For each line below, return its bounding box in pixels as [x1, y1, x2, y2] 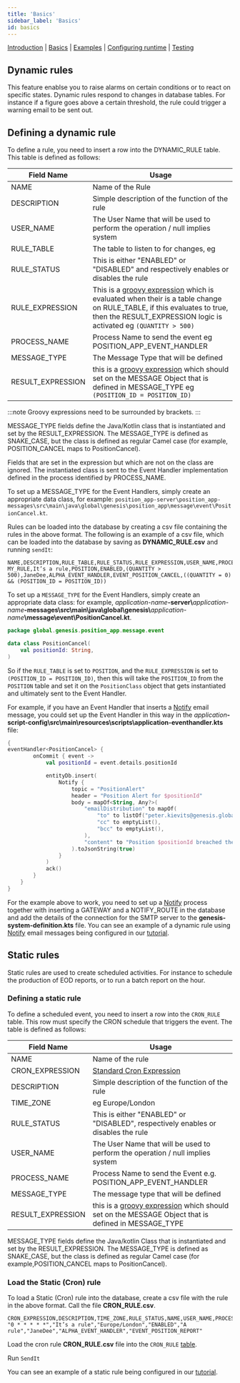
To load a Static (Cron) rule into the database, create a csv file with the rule [7, 1294, 229, 1302]
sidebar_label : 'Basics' [7, 17, 81, 24]
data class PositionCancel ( [7, 640, 91, 647]
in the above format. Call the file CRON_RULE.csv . [7, 1302, 156, 1310]
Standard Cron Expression [92, 1066, 181, 1076]
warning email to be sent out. [7, 106, 94, 114]
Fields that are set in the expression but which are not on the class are [7, 458, 214, 467]
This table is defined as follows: [7, 153, 101, 162]
